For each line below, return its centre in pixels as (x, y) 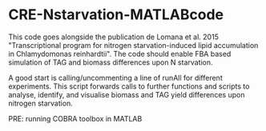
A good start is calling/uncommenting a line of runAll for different (115, 77)
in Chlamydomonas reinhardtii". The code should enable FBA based (120, 54)
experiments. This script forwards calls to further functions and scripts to (129, 86)
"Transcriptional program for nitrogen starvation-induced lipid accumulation (133, 45)
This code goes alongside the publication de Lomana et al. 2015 (113, 37)
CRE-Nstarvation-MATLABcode (116, 15)
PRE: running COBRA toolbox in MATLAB (75, 118)
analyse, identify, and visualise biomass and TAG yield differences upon (127, 94)
